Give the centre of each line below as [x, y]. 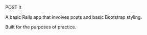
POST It [14, 7]
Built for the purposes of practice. [41, 27]
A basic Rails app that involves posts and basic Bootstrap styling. [73, 17]
